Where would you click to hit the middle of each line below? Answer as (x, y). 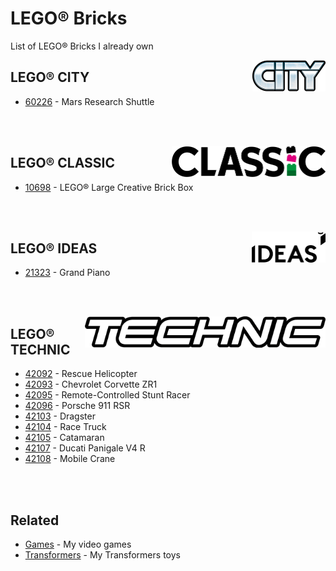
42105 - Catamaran (64, 438)
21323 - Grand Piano (67, 273)
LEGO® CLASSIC (63, 163)
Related (35, 520)
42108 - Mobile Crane (70, 459)
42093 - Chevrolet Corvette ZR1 (91, 384)
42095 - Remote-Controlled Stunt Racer (107, 395)
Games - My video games (78, 544)
